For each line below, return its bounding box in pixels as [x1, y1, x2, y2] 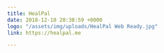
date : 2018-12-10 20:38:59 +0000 [7, 17, 103, 23]
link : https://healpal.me [7, 29, 81, 36]
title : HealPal [7, 10, 51, 17]
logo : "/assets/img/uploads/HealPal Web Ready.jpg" [7, 23, 158, 30]
